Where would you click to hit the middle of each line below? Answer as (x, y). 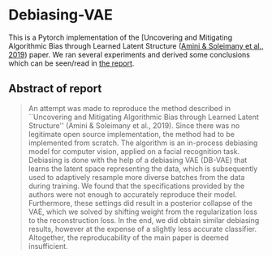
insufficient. (48, 246)
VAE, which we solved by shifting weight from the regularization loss (143, 212)
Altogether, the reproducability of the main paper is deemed (128, 238)
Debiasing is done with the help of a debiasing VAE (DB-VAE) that (138, 160)
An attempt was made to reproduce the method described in (130, 108)
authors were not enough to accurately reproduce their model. (132, 194)
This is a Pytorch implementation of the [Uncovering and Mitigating (121, 37)
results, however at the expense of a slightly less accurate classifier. (142, 229)
